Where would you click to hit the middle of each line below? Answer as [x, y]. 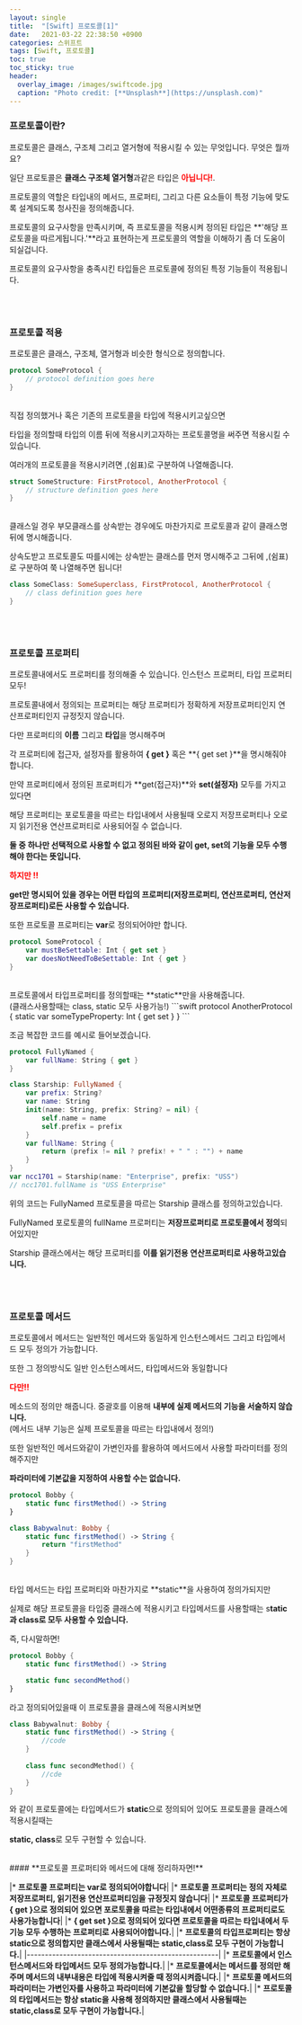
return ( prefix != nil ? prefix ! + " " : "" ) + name [142, 1151]
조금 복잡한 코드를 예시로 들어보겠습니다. [80, 1035]
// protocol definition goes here [90, 378]
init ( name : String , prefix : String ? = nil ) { [112, 1110]
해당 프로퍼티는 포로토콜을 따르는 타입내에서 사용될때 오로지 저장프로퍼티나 [140, 815]
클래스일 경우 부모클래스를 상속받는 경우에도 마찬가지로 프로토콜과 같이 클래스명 [149, 526]
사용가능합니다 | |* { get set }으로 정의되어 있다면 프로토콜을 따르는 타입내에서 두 [149, 1921]
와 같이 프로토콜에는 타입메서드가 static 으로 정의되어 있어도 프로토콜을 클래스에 [148, 1809]
